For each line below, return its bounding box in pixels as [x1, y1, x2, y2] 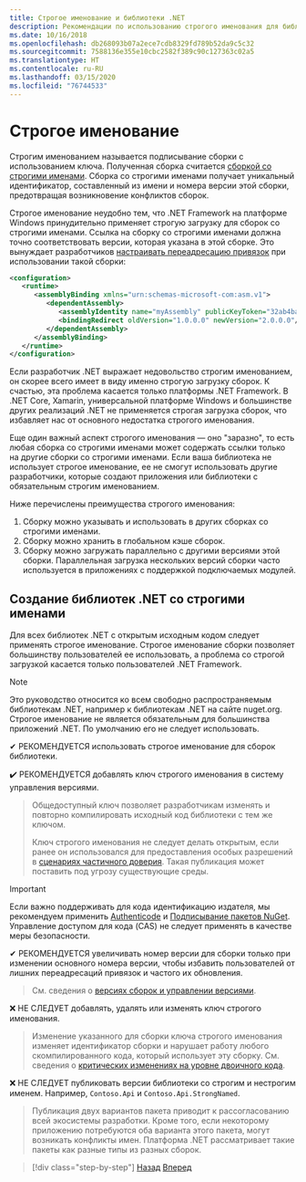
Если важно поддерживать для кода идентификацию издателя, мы [9, 901, 270, 913]
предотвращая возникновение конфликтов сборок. [9, 189, 209, 201]
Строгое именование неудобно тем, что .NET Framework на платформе [9, 207, 288, 218]
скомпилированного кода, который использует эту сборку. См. [31, 1051, 280, 1062]
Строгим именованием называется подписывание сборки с [9, 151, 244, 162]
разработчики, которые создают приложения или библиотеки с [9, 471, 258, 482]
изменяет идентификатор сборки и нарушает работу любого [31, 1041, 270, 1051]
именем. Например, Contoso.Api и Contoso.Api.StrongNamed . [9, 1088, 240, 1099]
